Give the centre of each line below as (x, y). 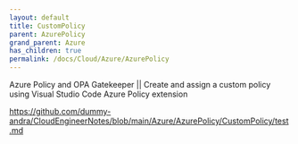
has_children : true (46, 51)
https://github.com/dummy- (60, 111)
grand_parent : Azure (48, 42)
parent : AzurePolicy (48, 34)
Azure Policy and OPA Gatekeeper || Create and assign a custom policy (140, 85)
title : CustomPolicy (48, 26)
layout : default (39, 17)
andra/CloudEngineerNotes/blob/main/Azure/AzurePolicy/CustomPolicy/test (149, 121)
